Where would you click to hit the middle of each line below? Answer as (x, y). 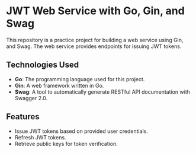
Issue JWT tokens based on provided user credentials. (81, 131)
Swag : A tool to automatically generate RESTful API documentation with (102, 92)
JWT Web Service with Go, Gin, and (95, 11)
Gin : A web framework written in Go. (59, 85)
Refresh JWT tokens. (40, 137)
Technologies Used (42, 65)
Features (23, 117)
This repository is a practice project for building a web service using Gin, (95, 40)
